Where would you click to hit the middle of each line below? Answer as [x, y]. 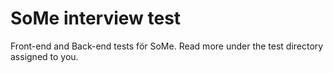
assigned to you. [44, 56]
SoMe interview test [96, 18]
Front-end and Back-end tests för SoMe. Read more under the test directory [167, 46]
